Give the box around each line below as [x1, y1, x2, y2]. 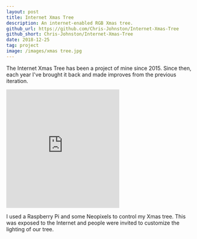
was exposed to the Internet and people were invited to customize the [6, 219, 180, 226]
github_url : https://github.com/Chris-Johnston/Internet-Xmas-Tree [6, 25, 180, 32]
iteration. [6, 77, 28, 84]
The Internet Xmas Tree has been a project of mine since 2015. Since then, [6, 64, 192, 72]
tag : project [6, 43, 39, 49]
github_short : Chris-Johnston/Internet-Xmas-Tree [6, 31, 134, 37]
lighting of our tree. [6, 225, 54, 232]
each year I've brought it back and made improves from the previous [6, 70, 177, 78]
